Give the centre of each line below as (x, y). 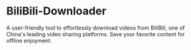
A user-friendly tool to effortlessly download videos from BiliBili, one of (96, 28)
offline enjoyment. (29, 40)
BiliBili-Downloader (56, 11)
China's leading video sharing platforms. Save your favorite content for (95, 34)
